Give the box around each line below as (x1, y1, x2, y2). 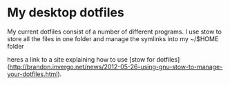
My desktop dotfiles (7, 5, 124, 21)
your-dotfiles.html (7, 70, 58, 78)
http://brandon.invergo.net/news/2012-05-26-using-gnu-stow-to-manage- (9, 62, 223, 71)
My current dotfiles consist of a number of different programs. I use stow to (7, 27, 222, 36)
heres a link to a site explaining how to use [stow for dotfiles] (7, 55, 180, 63)
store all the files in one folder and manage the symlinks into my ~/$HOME (7, 34, 219, 42)
